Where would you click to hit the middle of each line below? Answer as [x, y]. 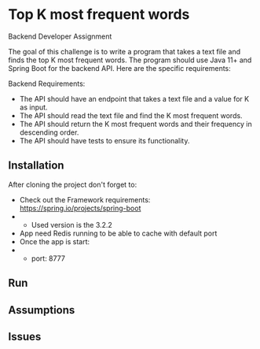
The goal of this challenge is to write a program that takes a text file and [125, 51]
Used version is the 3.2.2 [71, 225]
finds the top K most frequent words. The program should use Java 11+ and [130, 60]
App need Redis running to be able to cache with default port [118, 233]
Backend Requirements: [47, 84]
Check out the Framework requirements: [85, 199]
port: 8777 [48, 258]
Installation [36, 166]
